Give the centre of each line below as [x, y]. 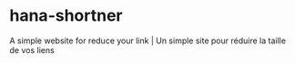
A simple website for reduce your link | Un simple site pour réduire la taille [148, 40]
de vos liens [32, 49]
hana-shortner [66, 16]
